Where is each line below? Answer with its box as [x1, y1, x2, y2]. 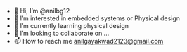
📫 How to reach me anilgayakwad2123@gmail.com [13, 37, 164, 45]
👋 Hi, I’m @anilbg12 [13, 7, 70, 15]
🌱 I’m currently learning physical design [13, 22, 129, 30]
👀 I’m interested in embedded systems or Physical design [13, 14, 181, 22]
